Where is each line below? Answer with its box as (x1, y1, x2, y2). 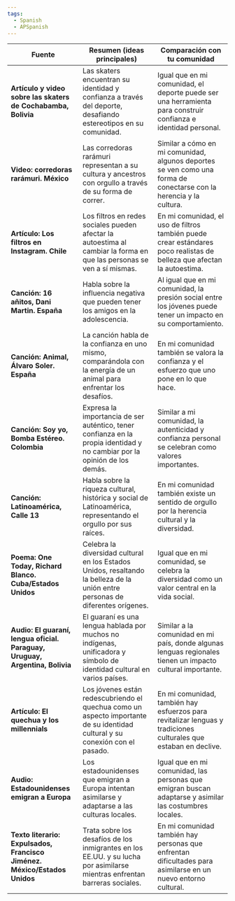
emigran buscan (157, 783, 211, 793)
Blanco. (10, 570, 36, 580)
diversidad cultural (83, 548, 144, 558)
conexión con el (83, 737, 135, 747)
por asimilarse (83, 860, 129, 870)
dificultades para (157, 856, 213, 866)
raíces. (83, 528, 105, 538)
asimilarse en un (157, 865, 211, 875)
